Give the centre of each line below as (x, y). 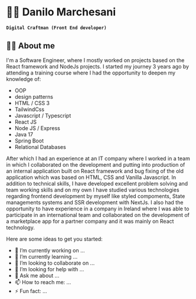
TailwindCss (30, 109)
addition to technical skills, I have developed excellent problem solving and (97, 183)
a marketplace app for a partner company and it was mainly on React (90, 221)
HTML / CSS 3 (32, 103)
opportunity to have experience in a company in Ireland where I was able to (98, 209)
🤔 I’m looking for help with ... (49, 269)
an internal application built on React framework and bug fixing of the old (95, 171)
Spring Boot (29, 141)
